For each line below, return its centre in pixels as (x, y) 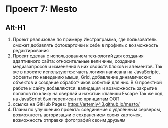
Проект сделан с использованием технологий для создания (78, 56)
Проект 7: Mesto (41, 9)
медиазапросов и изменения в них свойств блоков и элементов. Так (88, 67)
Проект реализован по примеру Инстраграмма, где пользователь (85, 39)
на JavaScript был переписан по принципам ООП (66, 99)
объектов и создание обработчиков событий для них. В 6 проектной (87, 82)
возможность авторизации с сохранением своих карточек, (77, 115)
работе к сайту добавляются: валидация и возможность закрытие (85, 88)
